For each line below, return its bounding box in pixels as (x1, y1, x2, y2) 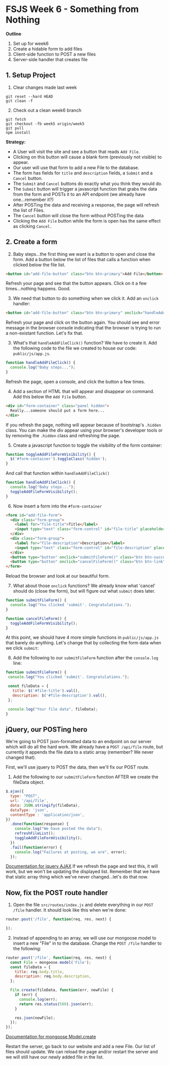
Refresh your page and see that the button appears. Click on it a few (6, 280, 147, 286)
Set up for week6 (13, 40, 49, 46)
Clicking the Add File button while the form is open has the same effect (13, 218, 161, 224)
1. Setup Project (6, 71, 56, 80)
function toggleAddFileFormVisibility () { (6, 452, 96, 457)
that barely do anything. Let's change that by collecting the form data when (6, 640, 161, 646)
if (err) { (15, 992, 38, 997)
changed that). (6, 755, 37, 761)
